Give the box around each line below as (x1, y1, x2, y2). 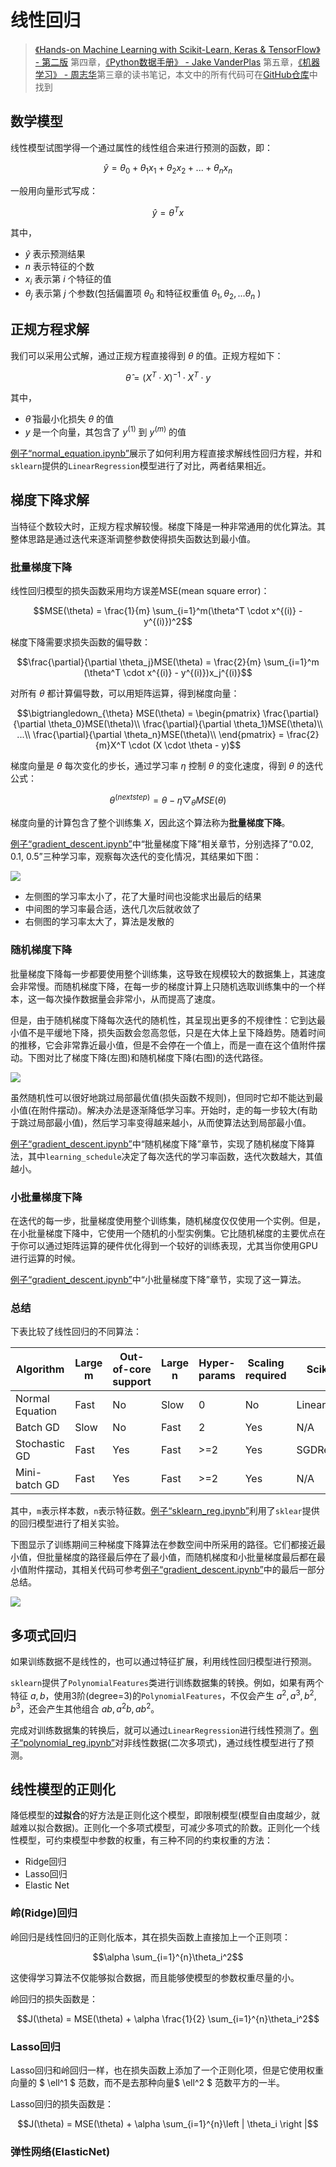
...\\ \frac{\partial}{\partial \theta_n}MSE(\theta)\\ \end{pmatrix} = (16, 729, 285, 741)
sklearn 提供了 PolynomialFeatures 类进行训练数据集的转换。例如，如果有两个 (10, 1677, 324, 1689)
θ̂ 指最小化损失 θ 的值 (24, 413, 115, 425)
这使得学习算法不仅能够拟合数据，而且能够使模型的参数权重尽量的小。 (10, 1971, 300, 1983)
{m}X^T (94, 739, 127, 751)
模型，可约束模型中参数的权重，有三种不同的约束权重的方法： (18, 1834, 273, 1846)
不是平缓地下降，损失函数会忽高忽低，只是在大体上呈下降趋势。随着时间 (27, 1026, 326, 1038)
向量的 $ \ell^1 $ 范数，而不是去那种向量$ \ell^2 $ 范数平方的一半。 (10, 2076, 285, 2088)
